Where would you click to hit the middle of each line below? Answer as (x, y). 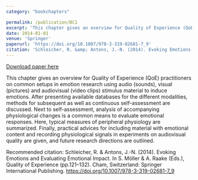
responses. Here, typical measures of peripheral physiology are (83, 122)
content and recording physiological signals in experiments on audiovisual (96, 134)
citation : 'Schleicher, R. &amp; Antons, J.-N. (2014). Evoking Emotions (99, 50)
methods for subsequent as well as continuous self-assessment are (88, 103)
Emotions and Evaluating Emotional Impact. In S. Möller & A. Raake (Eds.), (95, 158)
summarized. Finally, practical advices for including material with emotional (97, 128)
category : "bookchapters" (38, 12)
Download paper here (32, 66)
